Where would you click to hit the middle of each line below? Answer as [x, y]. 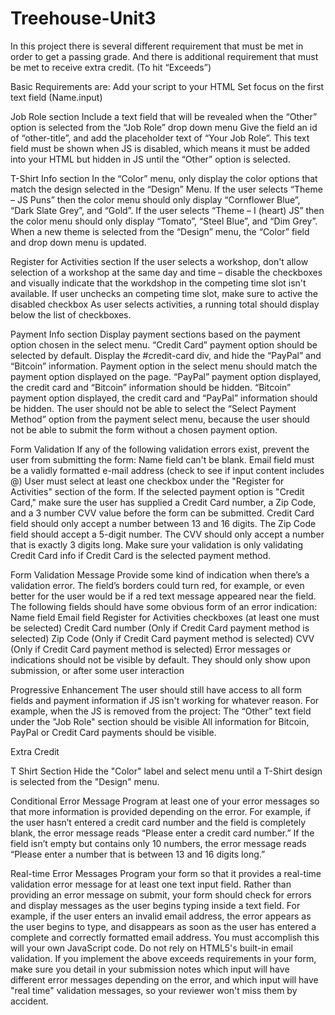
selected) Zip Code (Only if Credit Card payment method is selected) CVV [162, 638]
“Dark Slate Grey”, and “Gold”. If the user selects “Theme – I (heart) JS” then [167, 210]
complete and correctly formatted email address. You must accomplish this [165, 937]
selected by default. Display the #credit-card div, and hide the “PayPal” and [166, 355]
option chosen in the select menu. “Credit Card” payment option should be [164, 344]
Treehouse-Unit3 [83, 18]
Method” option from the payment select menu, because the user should [160, 419]
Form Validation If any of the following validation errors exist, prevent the [160, 449]
